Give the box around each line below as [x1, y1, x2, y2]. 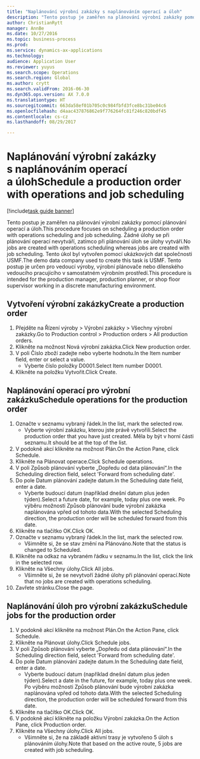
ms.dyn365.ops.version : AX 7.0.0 [7, 91, 90, 97]
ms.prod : [7, 42, 28, 48]
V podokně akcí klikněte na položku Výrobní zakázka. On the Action [15, 714, 180, 722]
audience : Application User [7, 58, 77, 64]
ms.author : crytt [7, 81, 50, 87]
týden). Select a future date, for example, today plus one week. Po [24, 495, 185, 502]
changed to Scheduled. [24, 546, 82, 553]
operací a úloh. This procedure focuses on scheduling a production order [7, 225, 185, 232]
